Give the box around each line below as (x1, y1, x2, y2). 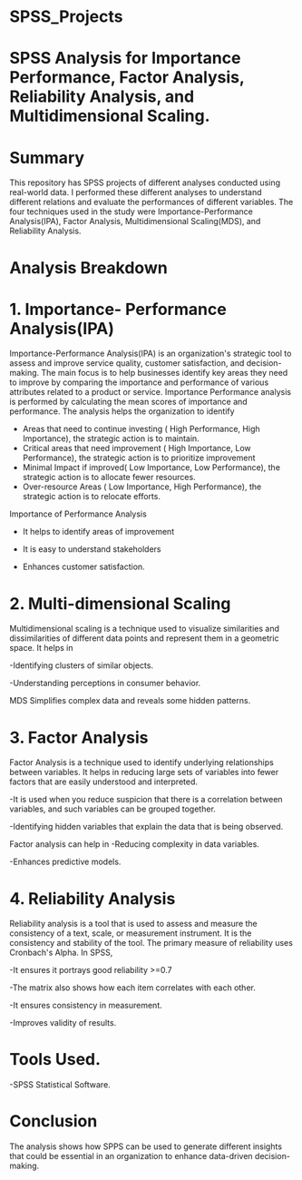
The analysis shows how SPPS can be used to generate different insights (9, 1141, 283, 1152)
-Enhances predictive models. (9, 856, 122, 868)
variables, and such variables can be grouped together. (9, 803, 216, 814)
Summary (9, 147, 84, 168)
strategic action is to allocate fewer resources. (22, 472, 197, 483)
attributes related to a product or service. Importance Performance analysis (9, 387, 292, 398)
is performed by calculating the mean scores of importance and (9, 397, 248, 408)
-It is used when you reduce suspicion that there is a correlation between (9, 794, 283, 805)
